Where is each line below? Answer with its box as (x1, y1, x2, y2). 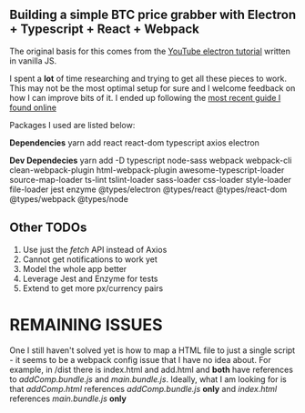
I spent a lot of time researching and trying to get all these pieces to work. (9, 73, 288, 84)
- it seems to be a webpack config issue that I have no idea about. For (9, 354, 271, 365)
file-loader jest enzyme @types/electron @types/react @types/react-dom (9, 184, 288, 195)
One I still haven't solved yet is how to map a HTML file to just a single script (9, 345, 296, 356)
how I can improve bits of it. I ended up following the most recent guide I (9, 92, 281, 103)
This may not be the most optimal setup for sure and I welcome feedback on (9, 82, 296, 94)
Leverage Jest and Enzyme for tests (22, 273, 158, 284)
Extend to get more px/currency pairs (22, 282, 164, 294)
